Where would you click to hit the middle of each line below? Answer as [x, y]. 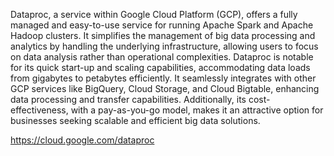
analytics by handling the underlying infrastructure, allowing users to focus [164, 46]
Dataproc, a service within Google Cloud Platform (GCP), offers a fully [154, 14]
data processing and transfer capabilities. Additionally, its [128, 99]
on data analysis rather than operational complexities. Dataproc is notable [162, 57]
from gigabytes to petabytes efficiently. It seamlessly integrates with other [163, 78]
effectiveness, [39, 110]
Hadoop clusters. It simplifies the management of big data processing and [163, 35]
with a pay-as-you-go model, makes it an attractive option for [197, 110]
